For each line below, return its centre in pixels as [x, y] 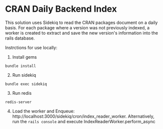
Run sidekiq [24, 75]
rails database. [20, 38]
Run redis [22, 93]
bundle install [21, 66]
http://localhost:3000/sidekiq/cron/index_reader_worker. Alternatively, [83, 116]
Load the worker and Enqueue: [43, 111]
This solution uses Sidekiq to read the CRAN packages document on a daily [81, 22]
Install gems [24, 57]
